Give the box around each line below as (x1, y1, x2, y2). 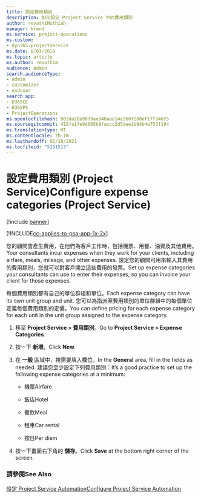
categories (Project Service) (6, 198, 151, 212)
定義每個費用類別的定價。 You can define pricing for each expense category (6, 304, 196, 312)
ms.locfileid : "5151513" (6, 143, 69, 150)
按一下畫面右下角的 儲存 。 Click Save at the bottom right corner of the (15, 447, 189, 454)
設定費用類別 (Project (6, 172, 114, 185)
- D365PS (6, 104, 28, 111)
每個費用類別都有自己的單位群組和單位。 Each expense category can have (6, 289, 191, 297)
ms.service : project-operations (6, 31, 88, 38)
